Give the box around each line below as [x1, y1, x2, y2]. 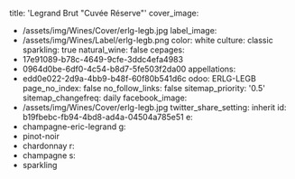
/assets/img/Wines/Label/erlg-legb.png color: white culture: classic [22, 35, 273, 45]
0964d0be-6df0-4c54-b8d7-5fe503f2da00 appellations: [22, 63, 236, 74]
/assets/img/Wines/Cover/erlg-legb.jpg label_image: [22, 25, 217, 35]
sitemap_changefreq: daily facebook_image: [22, 92, 188, 103]
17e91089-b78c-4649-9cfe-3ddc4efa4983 [22, 54, 183, 64]
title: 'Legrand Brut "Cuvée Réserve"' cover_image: [9, 8, 199, 18]
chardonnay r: [22, 140, 75, 151]
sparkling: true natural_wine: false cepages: [22, 44, 185, 55]
